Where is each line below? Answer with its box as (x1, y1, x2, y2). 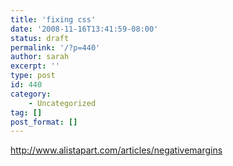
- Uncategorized (28, 98, 97, 108)
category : (10, 89, 52, 99)
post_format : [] (10, 117, 78, 127)
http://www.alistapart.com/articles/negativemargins (10, 144, 223, 156)
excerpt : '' (10, 61, 60, 71)
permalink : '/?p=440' (10, 42, 101, 53)
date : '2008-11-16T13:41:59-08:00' (10, 24, 159, 34)
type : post (10, 71, 56, 81)
